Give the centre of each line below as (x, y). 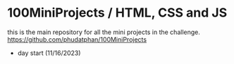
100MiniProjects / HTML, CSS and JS (117, 13)
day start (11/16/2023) (49, 53)
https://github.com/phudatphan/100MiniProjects (77, 39)
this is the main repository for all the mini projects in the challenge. (104, 32)
